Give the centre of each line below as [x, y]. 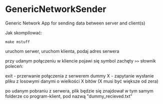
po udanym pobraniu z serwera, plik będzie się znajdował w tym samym [79, 90]
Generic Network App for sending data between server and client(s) [75, 23]
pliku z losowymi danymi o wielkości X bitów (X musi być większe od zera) [82, 81]
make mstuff [17, 42]
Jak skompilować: [24, 32]
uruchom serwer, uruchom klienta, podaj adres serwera [62, 51]
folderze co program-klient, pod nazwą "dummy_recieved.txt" [69, 96]
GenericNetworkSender [56, 9]
